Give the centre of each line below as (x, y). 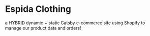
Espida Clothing (38, 9)
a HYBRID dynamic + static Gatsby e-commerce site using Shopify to (75, 23)
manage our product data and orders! (43, 28)
